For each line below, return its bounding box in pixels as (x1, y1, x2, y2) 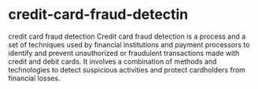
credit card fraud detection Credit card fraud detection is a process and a (8, 32, 246, 41)
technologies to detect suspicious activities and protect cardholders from (8, 65, 246, 74)
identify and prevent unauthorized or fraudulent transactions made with (8, 48, 240, 57)
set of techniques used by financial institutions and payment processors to (8, 39, 250, 49)
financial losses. (8, 73, 61, 83)
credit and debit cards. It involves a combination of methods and (8, 57, 217, 66)
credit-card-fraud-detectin (8, 6, 189, 24)
